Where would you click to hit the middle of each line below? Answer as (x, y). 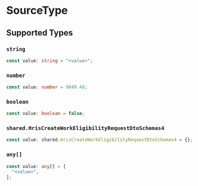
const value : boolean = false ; (46, 114)
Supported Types (40, 33)
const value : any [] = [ (36, 166)
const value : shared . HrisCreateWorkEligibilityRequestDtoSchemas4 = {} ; (100, 140)
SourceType (37, 11)
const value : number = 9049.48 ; (47, 87)
